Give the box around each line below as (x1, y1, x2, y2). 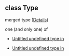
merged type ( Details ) (5, 17, 49, 22)
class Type (5, 4, 39, 12)
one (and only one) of (5, 26, 48, 32)
